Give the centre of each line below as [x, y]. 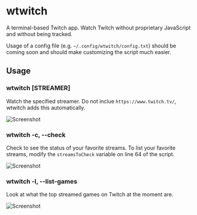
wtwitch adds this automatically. [46, 107]
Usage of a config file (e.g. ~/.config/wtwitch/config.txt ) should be [91, 46]
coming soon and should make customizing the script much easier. [89, 52]
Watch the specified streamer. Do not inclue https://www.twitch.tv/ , [91, 101]
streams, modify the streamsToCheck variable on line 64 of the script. [90, 154]
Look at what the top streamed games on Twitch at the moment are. [90, 195]
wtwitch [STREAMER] [38, 88]
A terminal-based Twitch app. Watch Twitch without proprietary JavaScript [99, 28]
